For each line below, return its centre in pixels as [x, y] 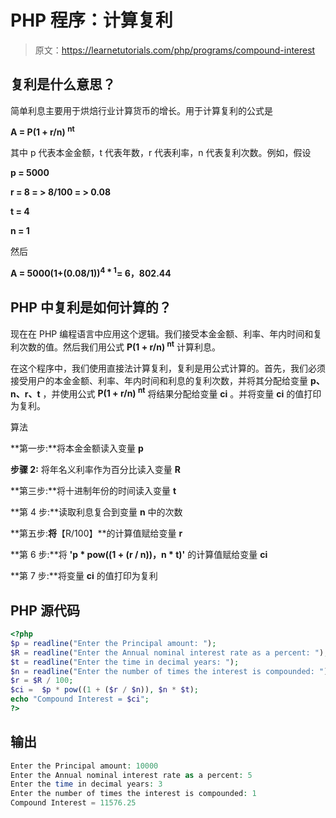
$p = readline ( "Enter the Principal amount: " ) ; [113, 643]
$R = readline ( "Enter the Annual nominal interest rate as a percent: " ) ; [169, 652]
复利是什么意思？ [63, 84]
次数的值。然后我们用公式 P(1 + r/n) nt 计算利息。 [119, 346]
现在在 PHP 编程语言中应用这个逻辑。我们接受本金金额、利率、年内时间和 [162, 333]
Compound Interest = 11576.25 [73, 803]
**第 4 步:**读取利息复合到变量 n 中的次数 [96, 512]
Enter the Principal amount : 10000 [84, 766]
